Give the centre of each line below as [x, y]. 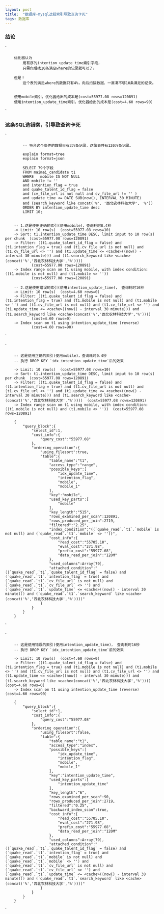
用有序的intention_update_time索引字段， [62, 63]
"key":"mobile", [66, 495]
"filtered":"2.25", [69, 525]
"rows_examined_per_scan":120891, [84, 516]
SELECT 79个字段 [38, 168]
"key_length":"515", [70, 512]
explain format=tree [44, 154]
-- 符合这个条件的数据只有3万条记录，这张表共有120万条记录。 [78, 145]
